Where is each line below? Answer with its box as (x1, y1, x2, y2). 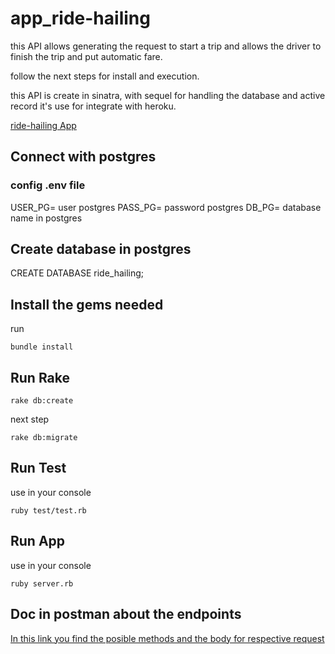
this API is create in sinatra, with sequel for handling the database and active (10, 89, 326, 101)
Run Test (10, 460, 67, 477)
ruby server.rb (10, 578, 74, 589)
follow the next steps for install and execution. (10, 70, 200, 82)
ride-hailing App (10, 119, 77, 131)
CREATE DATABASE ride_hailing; (10, 267, 145, 279)
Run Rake (10, 369, 71, 386)
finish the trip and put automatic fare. (10, 50, 163, 62)
